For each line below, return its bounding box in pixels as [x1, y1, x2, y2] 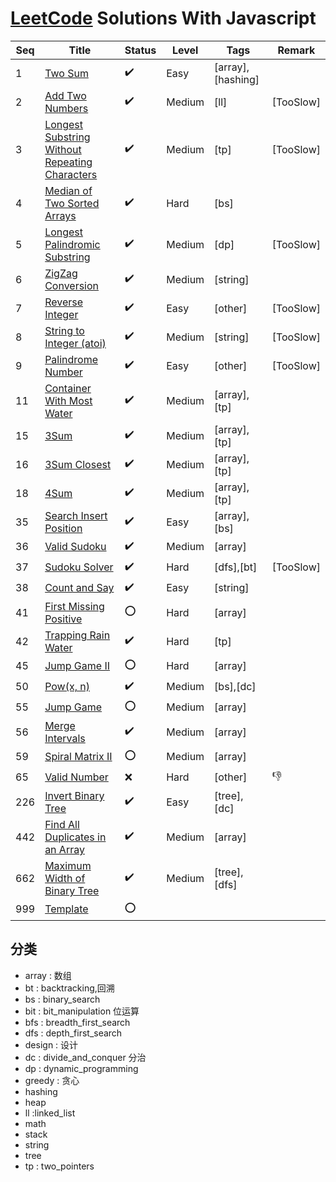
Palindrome [44, 352, 99, 366]
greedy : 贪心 [24, 1074, 80, 1086]
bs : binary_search [24, 993, 101, 1005]
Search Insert [44, 508, 108, 522]
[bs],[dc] [214, 680, 257, 694]
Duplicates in [44, 830, 107, 844]
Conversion [44, 278, 100, 292]
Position [44, 521, 83, 535]
